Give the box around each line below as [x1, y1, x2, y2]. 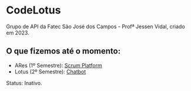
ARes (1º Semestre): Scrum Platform [14, 62, 102, 69]
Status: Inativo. [6, 79, 42, 86]
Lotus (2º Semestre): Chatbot [14, 68, 86, 75]
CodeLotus [6, 4, 61, 17]
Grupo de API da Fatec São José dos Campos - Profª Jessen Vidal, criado [6, 23, 185, 30]
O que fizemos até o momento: [6, 46, 121, 56]
